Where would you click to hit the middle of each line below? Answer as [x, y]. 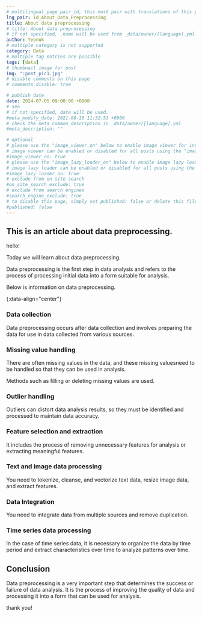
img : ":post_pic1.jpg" [35, 73]
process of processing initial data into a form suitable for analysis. [88, 276]
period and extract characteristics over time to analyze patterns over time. [98, 550]
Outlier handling [30, 396]
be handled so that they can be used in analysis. [66, 369]
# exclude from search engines [45, 190]
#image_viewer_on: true [36, 157]
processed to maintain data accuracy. [53, 416]
